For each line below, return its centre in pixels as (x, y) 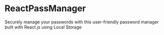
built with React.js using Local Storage (43, 27)
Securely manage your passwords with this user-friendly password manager (82, 22)
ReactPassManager (45, 9)
